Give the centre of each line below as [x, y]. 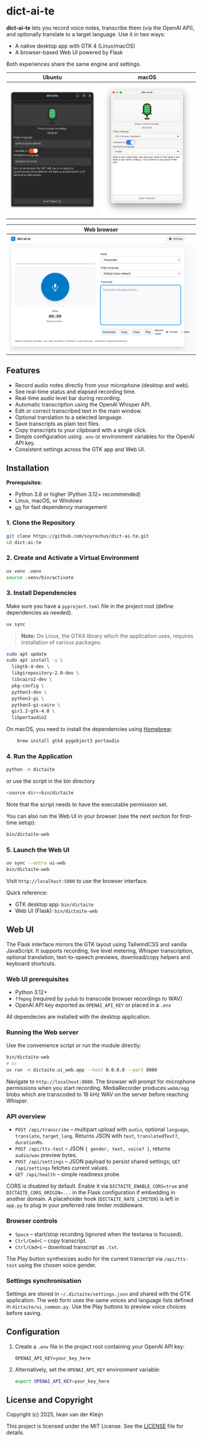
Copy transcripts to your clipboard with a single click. [81, 430]
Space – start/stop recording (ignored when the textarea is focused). [99, 1234]
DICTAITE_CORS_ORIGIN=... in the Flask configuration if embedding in [91, 1192]
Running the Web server [42, 1033]
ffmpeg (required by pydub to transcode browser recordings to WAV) [99, 999]
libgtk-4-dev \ [31, 667]
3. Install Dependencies [41, 593]
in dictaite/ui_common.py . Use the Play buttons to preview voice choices [96, 1306]
